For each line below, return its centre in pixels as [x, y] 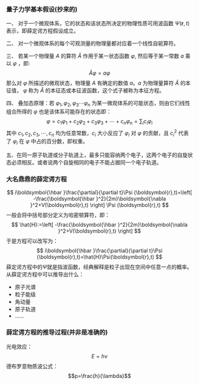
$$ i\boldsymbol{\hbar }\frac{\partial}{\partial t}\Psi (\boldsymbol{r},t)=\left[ [99, 192]
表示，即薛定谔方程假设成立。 [42, 31]
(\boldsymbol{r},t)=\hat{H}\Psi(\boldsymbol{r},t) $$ [99, 257]
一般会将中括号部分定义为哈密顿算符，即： [58, 215]
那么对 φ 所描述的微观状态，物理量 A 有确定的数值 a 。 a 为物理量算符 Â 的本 [99, 83]
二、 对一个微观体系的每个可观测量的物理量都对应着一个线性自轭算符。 [92, 43]
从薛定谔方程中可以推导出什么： [45, 275]
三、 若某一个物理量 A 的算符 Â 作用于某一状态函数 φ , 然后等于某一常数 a [95, 56]
